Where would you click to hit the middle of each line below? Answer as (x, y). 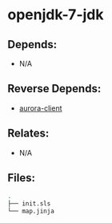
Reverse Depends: (54, 89)
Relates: (28, 134)
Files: (21, 178)
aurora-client (40, 108)
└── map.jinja (31, 211)
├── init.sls (29, 204)
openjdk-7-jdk (56, 15)
